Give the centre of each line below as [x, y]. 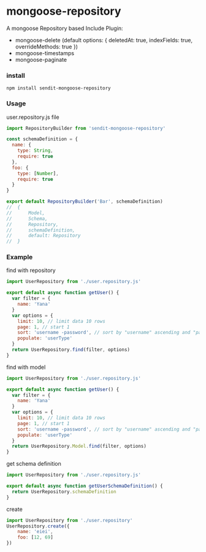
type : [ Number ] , [38, 173]
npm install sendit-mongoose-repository [59, 88]
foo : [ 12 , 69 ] [35, 537]
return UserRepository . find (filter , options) [71, 350]
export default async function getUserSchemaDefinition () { [85, 486]
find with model [26, 367]
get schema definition [34, 464]
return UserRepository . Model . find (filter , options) [79, 446]
